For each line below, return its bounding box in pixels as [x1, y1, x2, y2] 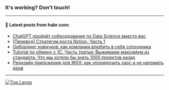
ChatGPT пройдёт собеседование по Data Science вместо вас [12, 33, 146, 39]
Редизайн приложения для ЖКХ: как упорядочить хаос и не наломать [12, 59, 164, 65]
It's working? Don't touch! [5, 4, 70, 11]
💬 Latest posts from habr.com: [5, 21, 70, 27]
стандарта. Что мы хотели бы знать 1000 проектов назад [12, 54, 136, 60]
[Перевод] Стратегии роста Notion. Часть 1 [12, 38, 106, 44]
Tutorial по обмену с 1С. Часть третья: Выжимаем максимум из [12, 49, 149, 55]
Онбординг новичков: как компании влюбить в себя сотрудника [12, 43, 151, 49]
